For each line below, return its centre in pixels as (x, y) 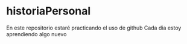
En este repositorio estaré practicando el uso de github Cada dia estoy (94, 28)
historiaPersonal (49, 11)
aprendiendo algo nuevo (36, 34)
